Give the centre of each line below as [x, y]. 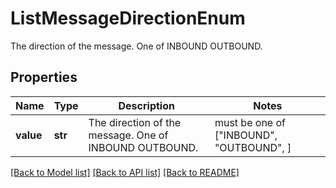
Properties [44, 77]
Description [146, 105]
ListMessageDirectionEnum [128, 18]
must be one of [250, 122]
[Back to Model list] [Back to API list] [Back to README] [125, 172]
